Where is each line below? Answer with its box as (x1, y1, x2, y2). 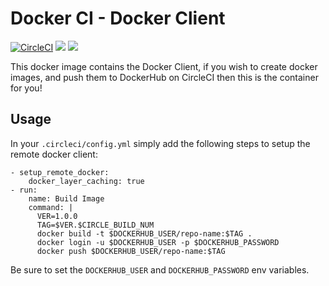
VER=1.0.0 (36, 211, 78, 221)
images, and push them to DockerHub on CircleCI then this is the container (10, 71, 319, 83)
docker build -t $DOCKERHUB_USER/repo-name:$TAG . (36, 228, 253, 239)
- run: (10, 185, 38, 195)
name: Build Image (28, 193, 105, 204)
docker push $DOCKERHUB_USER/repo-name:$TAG (36, 246, 226, 256)
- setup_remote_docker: (10, 167, 110, 177)
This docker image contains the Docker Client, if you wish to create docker (10, 60, 318, 72)
